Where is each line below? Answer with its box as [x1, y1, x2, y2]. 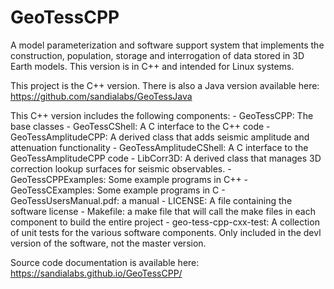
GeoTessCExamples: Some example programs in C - [10, 184, 226, 196]
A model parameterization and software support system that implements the [10, 39, 325, 51]
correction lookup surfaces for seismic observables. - [10, 162, 232, 175]
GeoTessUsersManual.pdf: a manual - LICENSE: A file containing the [10, 194, 293, 206]
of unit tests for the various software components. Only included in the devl [10, 226, 322, 238]
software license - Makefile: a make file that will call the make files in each [10, 205, 316, 217]
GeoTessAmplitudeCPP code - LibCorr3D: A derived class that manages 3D [10, 152, 322, 164]
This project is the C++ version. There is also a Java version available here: [10, 79, 320, 91]
